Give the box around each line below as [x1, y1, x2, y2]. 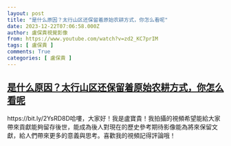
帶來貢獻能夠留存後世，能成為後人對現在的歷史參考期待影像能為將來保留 [7, 123, 212, 131]
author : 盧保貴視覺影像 [7, 29, 68, 36]
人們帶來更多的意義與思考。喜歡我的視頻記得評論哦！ [25, 131, 176, 139]
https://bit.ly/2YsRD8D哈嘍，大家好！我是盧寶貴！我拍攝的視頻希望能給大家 [7, 114, 221, 122]
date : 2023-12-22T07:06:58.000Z [7, 23, 100, 29]
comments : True [7, 49, 51, 56]
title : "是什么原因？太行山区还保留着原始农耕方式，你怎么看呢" [7, 16, 168, 23]
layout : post [7, 10, 45, 17]
